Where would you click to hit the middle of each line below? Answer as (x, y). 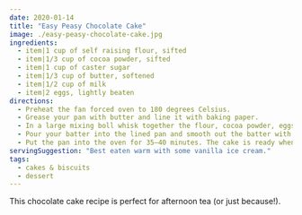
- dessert (36, 176)
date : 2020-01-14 (42, 17)
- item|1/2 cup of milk (62, 84)
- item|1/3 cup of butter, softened (86, 76)
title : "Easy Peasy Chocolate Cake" (78, 26)
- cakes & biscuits (54, 168)
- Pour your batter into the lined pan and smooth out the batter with (155, 134)
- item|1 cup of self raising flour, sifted (102, 51)
